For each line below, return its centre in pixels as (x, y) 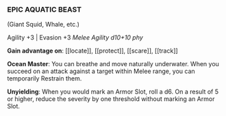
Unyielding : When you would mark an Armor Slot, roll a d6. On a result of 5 (113, 92)
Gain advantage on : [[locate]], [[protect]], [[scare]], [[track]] (92, 51)
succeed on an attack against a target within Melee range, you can (101, 71)
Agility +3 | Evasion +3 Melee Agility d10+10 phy (75, 38)
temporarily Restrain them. (45, 78)
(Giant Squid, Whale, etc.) (43, 25)
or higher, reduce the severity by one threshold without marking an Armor (111, 99)
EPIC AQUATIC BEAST (45, 10)
